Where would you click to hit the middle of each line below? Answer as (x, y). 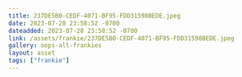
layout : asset (32, 53)
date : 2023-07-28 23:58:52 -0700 (64, 23)
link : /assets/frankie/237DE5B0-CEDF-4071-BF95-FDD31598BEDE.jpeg (121, 38)
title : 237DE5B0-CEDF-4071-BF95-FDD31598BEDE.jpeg (95, 16)
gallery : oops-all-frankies (55, 46)
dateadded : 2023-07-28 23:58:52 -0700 (73, 30)
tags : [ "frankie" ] (39, 61)
